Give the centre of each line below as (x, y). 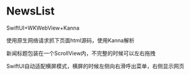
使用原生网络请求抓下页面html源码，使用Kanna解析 (71, 40)
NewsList (30, 11)
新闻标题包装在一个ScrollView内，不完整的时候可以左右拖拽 (81, 53)
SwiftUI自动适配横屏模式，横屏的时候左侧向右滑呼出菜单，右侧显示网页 (95, 66)
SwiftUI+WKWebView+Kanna (43, 28)
